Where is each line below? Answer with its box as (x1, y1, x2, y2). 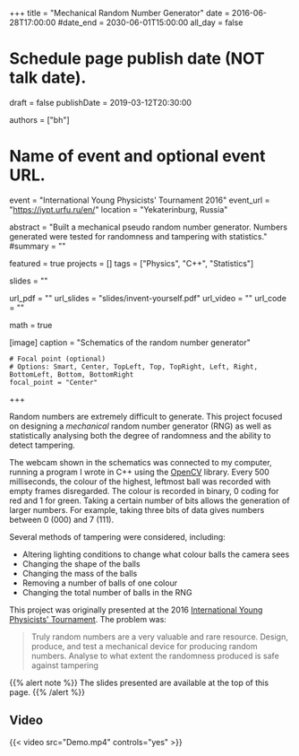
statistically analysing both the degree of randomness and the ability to (9, 430, 271, 440)
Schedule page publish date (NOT (9, 48, 266, 69)
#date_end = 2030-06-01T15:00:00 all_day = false (57, 17, 243, 28)
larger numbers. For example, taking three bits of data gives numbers (9, 504, 265, 515)
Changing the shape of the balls (21, 558, 141, 569)
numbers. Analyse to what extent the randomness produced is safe (30, 650, 279, 661)
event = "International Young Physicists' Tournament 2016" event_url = (9, 195, 270, 205)
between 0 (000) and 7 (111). (9, 514, 115, 525)
